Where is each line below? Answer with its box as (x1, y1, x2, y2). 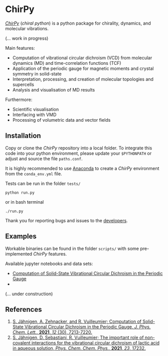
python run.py (5, 190, 35, 195)
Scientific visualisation (12, 106, 59, 112)
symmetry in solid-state (12, 70, 62, 76)
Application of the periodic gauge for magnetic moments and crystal (12, 65, 154, 71)
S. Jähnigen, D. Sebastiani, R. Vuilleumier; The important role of (12, 334, 144, 340)
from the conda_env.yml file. (5, 170, 62, 176)
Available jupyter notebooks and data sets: (5, 260, 93, 266)
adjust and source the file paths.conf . (5, 155, 83, 161)
